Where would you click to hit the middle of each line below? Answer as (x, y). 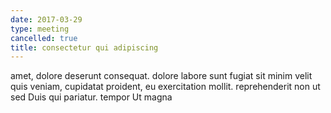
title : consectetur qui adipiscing (84, 47)
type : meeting (40, 29)
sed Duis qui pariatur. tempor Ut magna (91, 97)
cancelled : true (44, 38)
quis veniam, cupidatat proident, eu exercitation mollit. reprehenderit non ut (165, 87)
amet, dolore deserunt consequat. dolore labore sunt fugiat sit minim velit (161, 76)
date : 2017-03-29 (46, 19)
